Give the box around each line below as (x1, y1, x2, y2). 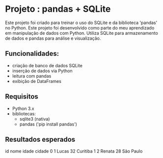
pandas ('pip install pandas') (19, 121, 78, 127)
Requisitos (5, 92, 38, 101)
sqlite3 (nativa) (19, 116, 50, 122)
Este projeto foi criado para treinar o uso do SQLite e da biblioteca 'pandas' (5, 20, 158, 26)
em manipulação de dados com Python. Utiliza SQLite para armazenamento (5, 30, 158, 36)
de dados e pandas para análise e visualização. (5, 35, 101, 41)
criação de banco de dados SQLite (12, 62, 82, 68)
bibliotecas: (12, 110, 36, 116)
